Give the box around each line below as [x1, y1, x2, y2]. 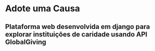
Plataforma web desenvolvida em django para [5, 23, 151, 31]
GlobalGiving [5, 38, 46, 46]
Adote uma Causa [5, 3, 80, 14]
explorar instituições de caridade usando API [5, 30, 148, 38]
